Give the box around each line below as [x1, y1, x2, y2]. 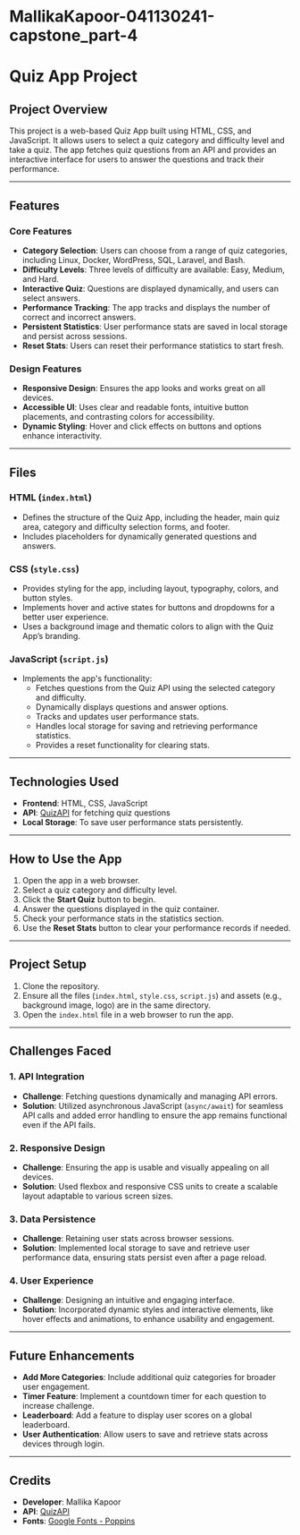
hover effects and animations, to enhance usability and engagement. [21, 1314, 275, 1325]
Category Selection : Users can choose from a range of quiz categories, [21, 244, 288, 256]
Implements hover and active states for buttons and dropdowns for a [21, 602, 275, 613]
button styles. [21, 593, 73, 603]
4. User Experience [9, 1275, 94, 1287]
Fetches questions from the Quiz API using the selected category [35, 683, 276, 694]
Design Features [9, 362, 82, 375]
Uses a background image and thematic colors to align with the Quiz [21, 621, 274, 632]
